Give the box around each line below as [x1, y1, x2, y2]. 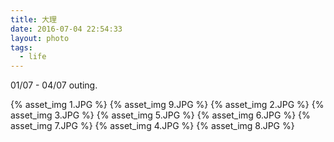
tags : [10, 42, 33, 53]
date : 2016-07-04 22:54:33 [10, 24, 123, 34]
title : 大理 [10, 14, 57, 25]
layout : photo [10, 33, 70, 43]
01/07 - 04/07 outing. [10, 79, 98, 91]
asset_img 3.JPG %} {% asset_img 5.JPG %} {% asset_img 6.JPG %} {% [10, 109, 311, 121]
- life [19, 52, 47, 62]
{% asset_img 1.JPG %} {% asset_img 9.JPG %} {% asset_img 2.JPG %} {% [10, 99, 325, 111]
